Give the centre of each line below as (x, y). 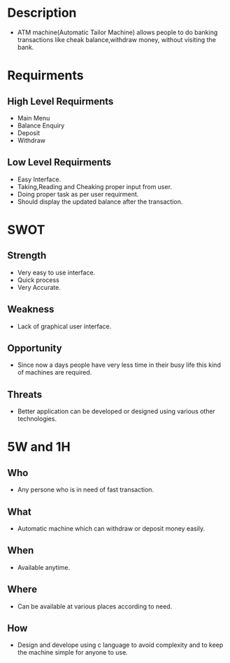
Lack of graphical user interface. (64, 326)
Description (42, 13)
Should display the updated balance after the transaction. (100, 202)
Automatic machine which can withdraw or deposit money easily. (111, 529)
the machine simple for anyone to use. (72, 652)
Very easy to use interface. (56, 272)
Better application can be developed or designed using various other (116, 412)
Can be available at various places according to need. (95, 606)
